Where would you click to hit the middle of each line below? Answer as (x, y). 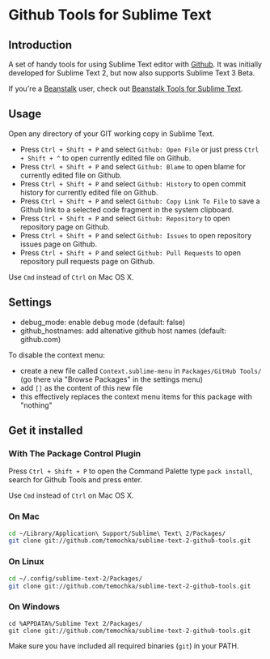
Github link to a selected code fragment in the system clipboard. (127, 209)
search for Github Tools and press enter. (76, 480)
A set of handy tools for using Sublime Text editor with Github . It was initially (135, 64)
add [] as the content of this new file (82, 387)
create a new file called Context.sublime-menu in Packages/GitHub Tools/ (141, 370)
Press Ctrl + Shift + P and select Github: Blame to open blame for (133, 166)
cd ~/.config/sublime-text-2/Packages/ (76, 578)
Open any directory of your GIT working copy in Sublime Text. (112, 133)
